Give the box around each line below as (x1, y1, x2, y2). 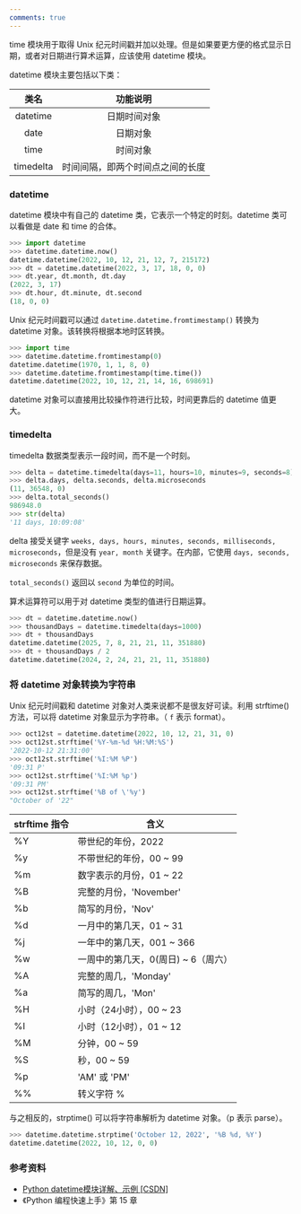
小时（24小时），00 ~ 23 (77, 1004, 182, 1017)
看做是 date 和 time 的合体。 (16, 221, 122, 231)
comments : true (9, 13, 66, 22)
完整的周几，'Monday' (77, 970, 172, 983)
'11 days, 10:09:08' (9, 518, 87, 527)
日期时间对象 (106, 109, 161, 122)
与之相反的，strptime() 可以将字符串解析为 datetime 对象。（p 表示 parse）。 (9, 1113, 288, 1123)
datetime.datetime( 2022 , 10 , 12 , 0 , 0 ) (9, 1139, 159, 1148)
